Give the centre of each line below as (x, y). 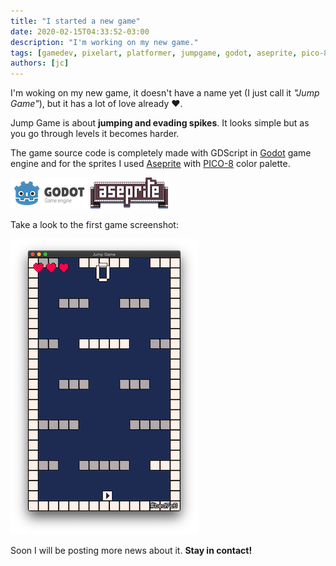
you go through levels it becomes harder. (95, 134)
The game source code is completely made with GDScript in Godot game (161, 153)
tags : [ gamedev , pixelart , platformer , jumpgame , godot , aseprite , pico (165, 53)
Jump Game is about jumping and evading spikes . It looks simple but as (160, 123)
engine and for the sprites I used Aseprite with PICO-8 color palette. (150, 164)
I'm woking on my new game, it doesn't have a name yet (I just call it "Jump (165, 93)
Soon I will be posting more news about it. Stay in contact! (131, 551)
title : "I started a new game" (75, 21)
